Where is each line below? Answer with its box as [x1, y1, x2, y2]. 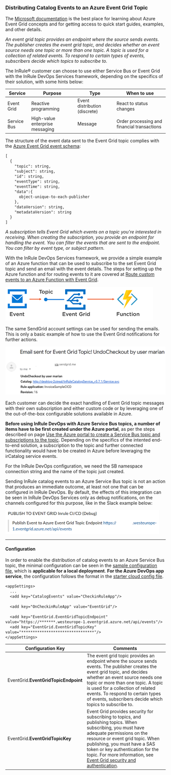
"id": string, [14, 174, 44, 179]
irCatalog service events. [5, 453, 58, 459]
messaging [31, 126, 54, 133]
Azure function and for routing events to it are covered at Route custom [5, 271, 155, 277]
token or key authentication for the [87, 746, 159, 753]
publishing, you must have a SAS [87, 741, 155, 747]
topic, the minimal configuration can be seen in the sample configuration [5, 562, 158, 569]
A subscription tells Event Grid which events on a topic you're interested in [5, 228, 162, 235]
